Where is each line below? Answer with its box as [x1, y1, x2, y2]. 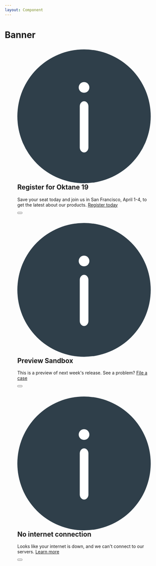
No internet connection [17, 530, 92, 538]
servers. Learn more [17, 549, 60, 555]
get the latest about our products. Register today [17, 201, 118, 208]
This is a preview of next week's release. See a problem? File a [17, 370, 148, 376]
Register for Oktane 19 [17, 183, 89, 192]
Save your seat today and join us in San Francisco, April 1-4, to [17, 196, 147, 202]
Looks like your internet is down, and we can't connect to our [17, 543, 144, 549]
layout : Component [5, 7, 43, 13]
